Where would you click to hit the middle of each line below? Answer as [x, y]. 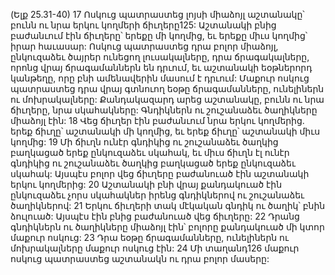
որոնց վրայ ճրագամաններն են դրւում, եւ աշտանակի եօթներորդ [161, 67]
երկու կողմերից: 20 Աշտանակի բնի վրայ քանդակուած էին [146, 184]
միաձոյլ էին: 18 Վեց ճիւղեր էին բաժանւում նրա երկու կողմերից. [157, 120]
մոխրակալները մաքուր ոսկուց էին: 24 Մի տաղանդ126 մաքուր [155, 248]
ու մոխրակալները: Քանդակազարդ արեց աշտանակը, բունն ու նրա [167, 99]
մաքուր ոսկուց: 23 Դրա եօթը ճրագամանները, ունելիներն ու [150, 237]
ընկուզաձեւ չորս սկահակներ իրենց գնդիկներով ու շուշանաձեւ [157, 195]
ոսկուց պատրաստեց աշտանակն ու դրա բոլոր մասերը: [140, 258]
